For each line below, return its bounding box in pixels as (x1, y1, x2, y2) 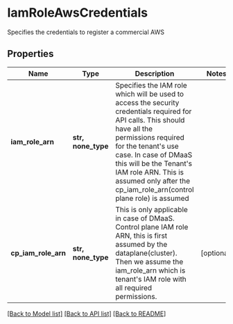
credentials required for (115, 106, 192, 116)
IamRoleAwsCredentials (7, 5, 148, 21)
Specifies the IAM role (115, 80, 187, 90)
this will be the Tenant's (115, 159, 193, 168)
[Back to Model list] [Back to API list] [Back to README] (7, 309, 166, 318)
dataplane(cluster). (115, 248, 178, 258)
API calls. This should (115, 115, 185, 124)
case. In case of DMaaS (115, 149, 193, 159)
